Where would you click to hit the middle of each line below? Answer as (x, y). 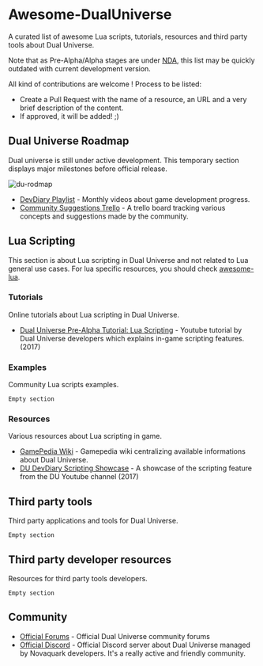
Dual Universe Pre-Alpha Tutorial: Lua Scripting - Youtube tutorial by (131, 329)
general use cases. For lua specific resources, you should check (113, 268)
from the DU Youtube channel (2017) (79, 477)
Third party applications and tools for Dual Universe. (93, 521)
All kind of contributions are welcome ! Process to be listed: (105, 84)
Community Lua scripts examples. (64, 385)
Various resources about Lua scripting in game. (85, 436)
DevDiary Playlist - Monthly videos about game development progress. (135, 199)
